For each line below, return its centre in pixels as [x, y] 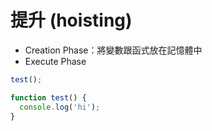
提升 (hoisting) [71, 20]
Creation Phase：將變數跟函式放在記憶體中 [113, 50]
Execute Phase [55, 61]
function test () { [48, 97]
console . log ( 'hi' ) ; [60, 107]
